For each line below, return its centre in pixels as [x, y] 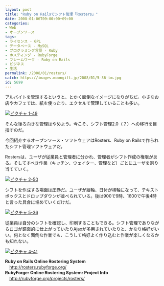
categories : [17, 23]
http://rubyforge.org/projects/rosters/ [47, 278]
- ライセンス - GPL [23, 42]
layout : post [18, 10]
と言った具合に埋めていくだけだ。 [39, 202]
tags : [11, 37]
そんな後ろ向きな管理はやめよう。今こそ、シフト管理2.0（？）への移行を [79, 124]
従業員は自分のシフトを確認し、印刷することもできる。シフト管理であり [78, 222]
